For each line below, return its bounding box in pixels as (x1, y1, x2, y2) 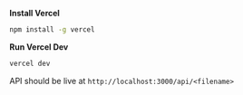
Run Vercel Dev (9, 41, 69, 52)
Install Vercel (9, 8, 61, 18)
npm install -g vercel (9, 25, 95, 34)
